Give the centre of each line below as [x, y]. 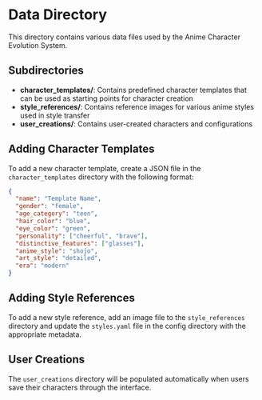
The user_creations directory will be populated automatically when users [129, 378]
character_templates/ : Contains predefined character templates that [133, 90]
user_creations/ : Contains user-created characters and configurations [136, 124]
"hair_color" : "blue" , [53, 222]
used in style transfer [55, 115]
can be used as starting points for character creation [107, 98]
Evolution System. [38, 45]
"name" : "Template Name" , [59, 199]
